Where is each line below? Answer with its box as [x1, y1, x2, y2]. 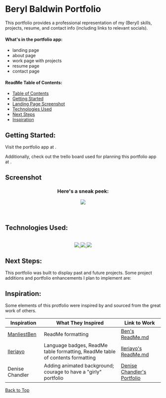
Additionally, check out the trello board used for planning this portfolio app [5, 154, 157, 160]
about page [12, 53, 36, 59]
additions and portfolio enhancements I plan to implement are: [5, 275, 132, 281]
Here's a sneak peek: [57, 188, 109, 195]
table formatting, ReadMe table [43, 348, 116, 355]
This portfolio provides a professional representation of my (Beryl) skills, [5, 20, 152, 26]
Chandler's [121, 368, 147, 375]
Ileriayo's [121, 345, 142, 352]
